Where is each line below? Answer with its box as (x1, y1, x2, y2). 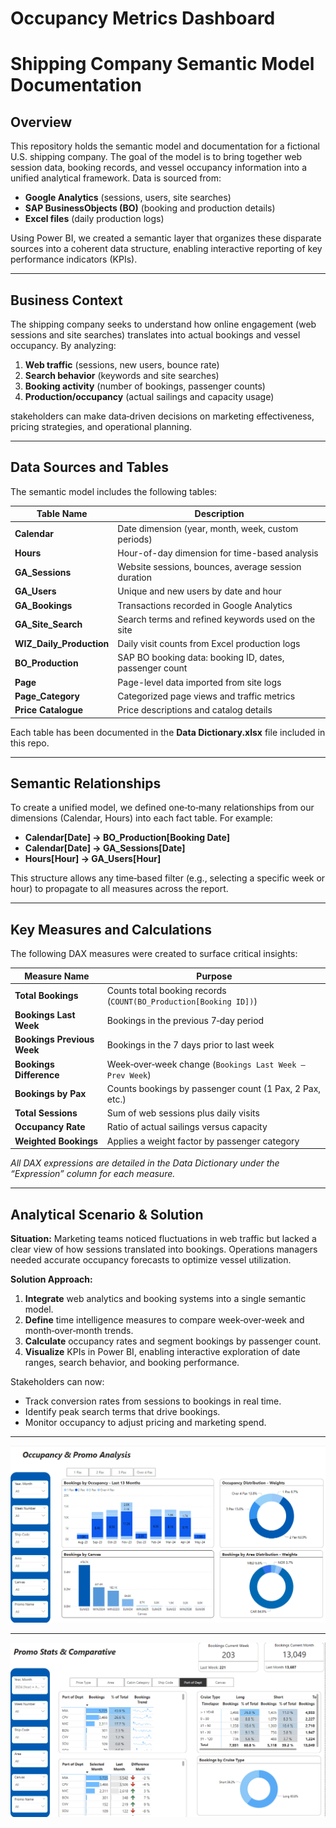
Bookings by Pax (14, 1088, 87, 1100)
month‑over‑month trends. (24, 1325, 134, 1336)
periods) (117, 533, 153, 545)
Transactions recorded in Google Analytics (117, 599, 293, 611)
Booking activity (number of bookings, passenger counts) (24, 380, 266, 392)
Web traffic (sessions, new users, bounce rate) (24, 359, 220, 371)
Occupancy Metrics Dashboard (10, 7, 276, 30)
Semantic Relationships (10, 775, 162, 792)
